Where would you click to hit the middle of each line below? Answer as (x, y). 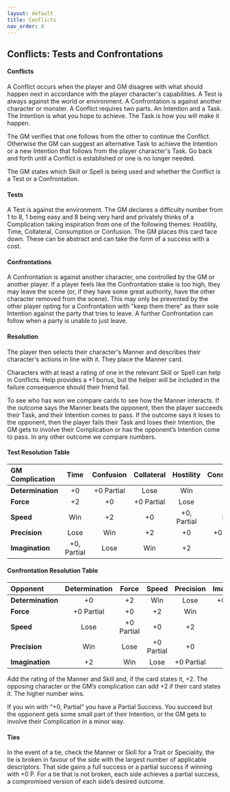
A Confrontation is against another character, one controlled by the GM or (111, 277)
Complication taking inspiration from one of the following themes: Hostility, (112, 224)
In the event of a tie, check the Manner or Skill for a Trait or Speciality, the (111, 752)
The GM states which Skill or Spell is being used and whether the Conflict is (114, 171)
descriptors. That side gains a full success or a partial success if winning (110, 767)
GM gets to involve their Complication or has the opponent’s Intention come (114, 429)
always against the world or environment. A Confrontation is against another (115, 101)
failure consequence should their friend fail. (69, 387)
